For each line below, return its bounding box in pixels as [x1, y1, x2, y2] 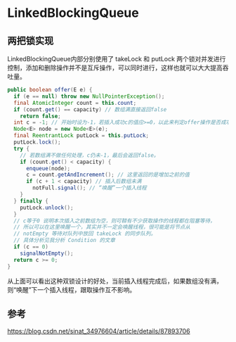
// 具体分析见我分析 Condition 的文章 [13, 237, 116, 244]
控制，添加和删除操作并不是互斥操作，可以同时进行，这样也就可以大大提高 [7, 63, 223, 72]
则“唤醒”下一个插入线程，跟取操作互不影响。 [7, 285, 136, 293]
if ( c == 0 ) [13, 243, 49, 251]
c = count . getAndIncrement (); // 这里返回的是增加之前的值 [25, 171, 190, 179]
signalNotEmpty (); [20, 250, 74, 257]
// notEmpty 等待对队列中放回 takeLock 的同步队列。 [13, 230, 157, 237]
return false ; [20, 113, 61, 120]
